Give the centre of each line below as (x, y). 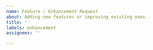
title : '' (18, 22)
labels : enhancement (31, 28)
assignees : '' (23, 33)
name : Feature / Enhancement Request (52, 11)
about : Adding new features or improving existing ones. (77, 17)
